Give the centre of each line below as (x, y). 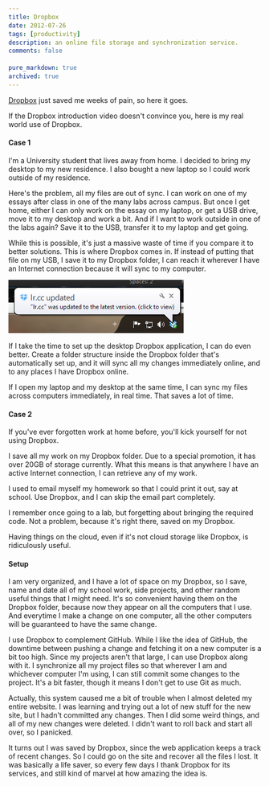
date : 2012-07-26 (37, 25)
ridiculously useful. (40, 546)
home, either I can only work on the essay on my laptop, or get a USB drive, (133, 210)
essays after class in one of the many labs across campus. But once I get (129, 202)
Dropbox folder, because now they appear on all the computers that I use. (130, 608)
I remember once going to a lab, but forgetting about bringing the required (131, 513)
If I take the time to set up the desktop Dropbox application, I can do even (130, 346)
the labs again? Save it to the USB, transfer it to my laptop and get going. (128, 227)
